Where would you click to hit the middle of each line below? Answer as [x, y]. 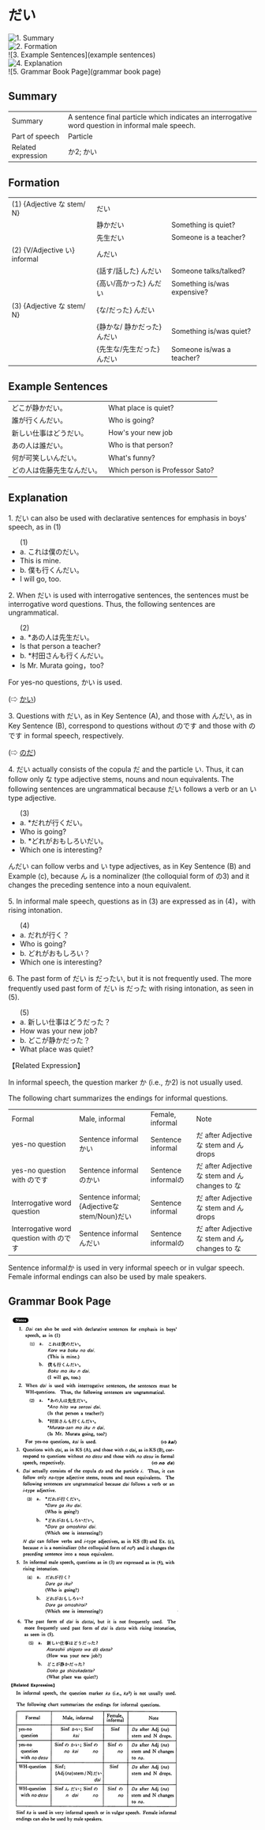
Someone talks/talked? [208, 271]
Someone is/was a [201, 350]
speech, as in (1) [35, 527]
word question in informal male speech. [132, 125]
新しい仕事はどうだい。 [50, 433]
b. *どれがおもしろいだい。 [63, 841]
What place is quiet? [141, 407]
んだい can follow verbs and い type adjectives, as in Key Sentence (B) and [129, 866]
